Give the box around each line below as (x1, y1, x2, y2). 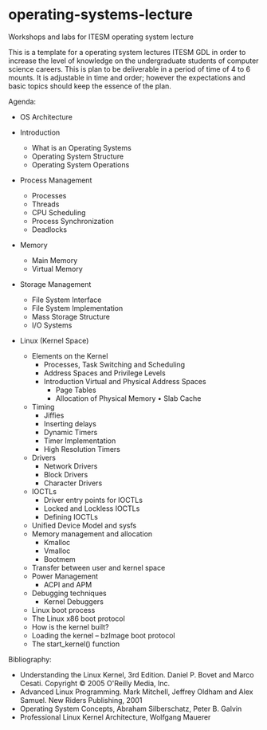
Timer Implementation (43, 436, 116, 445)
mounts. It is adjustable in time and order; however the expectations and (8, 73, 245, 82)
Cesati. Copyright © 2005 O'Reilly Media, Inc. (19, 678, 171, 688)
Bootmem (43, 554, 76, 563)
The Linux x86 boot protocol (31, 614, 125, 623)
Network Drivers (43, 461, 98, 471)
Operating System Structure (31, 151, 124, 161)
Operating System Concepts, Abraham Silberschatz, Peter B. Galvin (19, 704, 242, 713)
